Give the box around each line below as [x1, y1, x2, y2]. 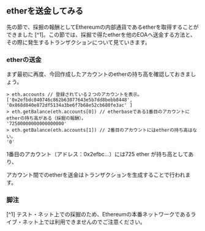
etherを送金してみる [6, 6, 84, 17]
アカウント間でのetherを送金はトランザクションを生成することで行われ [6, 171, 185, 179]
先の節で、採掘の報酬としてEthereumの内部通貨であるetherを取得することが [6, 23, 199, 31]
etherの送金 [6, 55, 42, 64]
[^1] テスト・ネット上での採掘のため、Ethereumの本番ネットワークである [6, 211, 191, 218]
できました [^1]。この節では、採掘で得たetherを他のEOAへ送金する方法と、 [6, 31, 196, 38]
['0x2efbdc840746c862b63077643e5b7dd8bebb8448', [6, 97, 133, 103]
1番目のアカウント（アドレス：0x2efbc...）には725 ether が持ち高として [6, 151, 188, 158]
